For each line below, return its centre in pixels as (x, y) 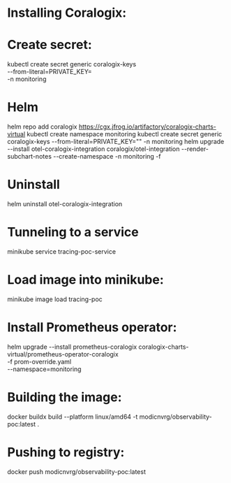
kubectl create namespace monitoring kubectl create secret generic (125, 134)
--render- (195, 149)
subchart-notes (30, 157)
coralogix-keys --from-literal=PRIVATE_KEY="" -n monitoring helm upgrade (116, 142)
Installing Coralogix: (67, 13)
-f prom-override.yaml (39, 361)
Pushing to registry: (66, 452)
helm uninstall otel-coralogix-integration (65, 204)
